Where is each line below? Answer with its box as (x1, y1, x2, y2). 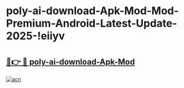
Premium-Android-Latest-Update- (6, 17, 178, 30)
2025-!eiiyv (6, 30, 65, 43)
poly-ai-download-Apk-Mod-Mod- (6, 4, 179, 18)
